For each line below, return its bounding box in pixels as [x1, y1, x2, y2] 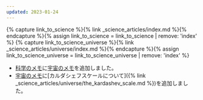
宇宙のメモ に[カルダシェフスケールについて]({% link [15, 71, 146, 79]
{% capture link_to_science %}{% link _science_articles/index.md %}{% [6, 26, 187, 33]
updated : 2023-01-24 [6, 9, 59, 15]
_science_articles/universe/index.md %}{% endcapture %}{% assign [6, 45, 179, 52]
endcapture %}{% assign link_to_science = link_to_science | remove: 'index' [6, 32, 198, 40]
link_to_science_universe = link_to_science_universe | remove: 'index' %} [6, 51, 190, 59]
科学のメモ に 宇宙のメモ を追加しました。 [15, 64, 117, 71]
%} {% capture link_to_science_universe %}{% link [6, 38, 134, 46]
